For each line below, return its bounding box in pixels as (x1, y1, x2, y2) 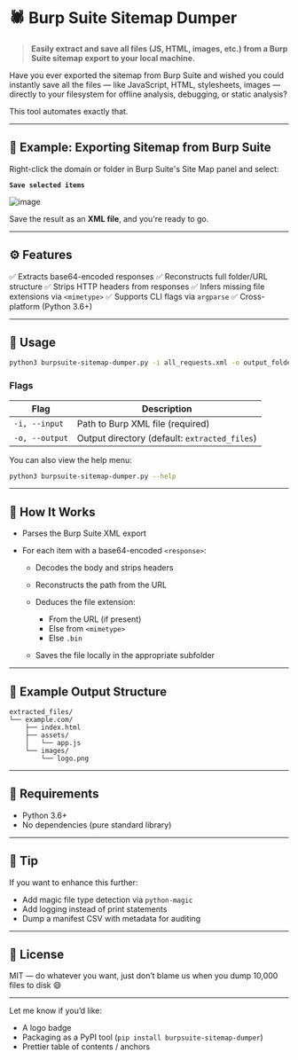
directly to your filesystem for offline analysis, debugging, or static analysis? (9, 89, 288, 99)
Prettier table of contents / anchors (21, 1041, 151, 1052)
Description (141, 402, 192, 414)
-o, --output (13, 433, 69, 443)
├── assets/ (25, 731, 69, 740)
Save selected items (9, 180, 86, 190)
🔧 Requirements (9, 787, 99, 802)
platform (9, 301, 40, 311)
